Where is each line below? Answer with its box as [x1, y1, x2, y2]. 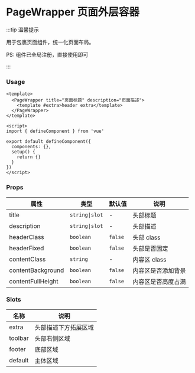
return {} [17, 154, 41, 160]
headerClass [9, 233, 44, 241]
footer [9, 345, 27, 353]
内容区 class [132, 255, 167, 263]
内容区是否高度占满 [132, 277, 186, 286]
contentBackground [9, 266, 64, 274]
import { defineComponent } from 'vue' [6, 128, 105, 135]
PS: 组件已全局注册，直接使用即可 [6, 51, 89, 58]
